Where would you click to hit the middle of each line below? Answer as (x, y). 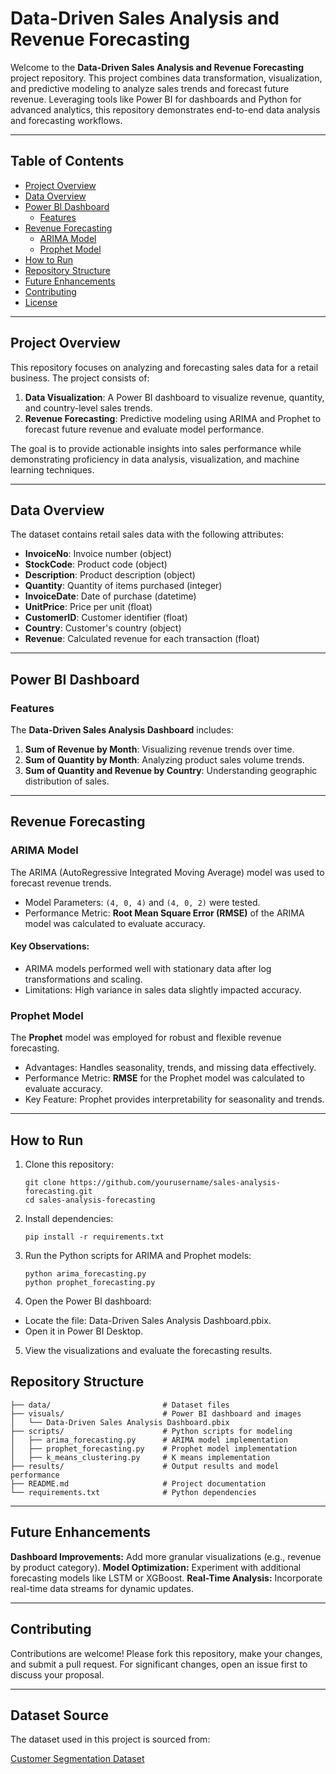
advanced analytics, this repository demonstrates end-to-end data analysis (165, 109)
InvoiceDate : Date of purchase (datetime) (110, 596)
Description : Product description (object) (110, 575)
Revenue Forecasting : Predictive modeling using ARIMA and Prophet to (173, 418)
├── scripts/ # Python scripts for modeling (151, 1431)
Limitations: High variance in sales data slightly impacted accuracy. (163, 989)
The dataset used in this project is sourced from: (110, 1739)
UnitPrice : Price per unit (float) (88, 607)
